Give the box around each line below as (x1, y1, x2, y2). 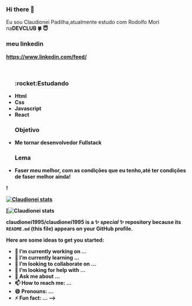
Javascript (14, 105, 42, 112)
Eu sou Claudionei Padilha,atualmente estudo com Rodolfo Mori (6, 19, 160, 26)
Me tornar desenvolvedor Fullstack (14, 139, 102, 146)
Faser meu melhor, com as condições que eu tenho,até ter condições (14, 167, 186, 174)
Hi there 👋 (6, 5, 35, 13)
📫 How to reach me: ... (14, 280, 72, 287)
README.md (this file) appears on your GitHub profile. (6, 225, 133, 232)
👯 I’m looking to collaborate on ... (14, 260, 97, 267)
